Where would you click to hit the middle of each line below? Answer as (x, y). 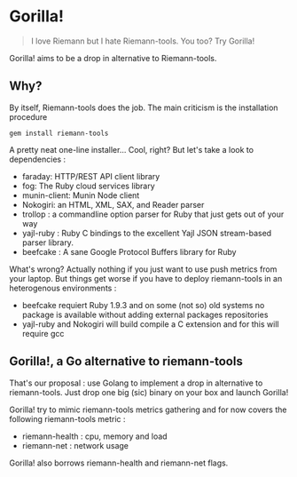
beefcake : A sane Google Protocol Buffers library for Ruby (129, 251)
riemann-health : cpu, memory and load (94, 436)
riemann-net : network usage (75, 445)
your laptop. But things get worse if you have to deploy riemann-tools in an (146, 278)
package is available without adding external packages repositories (145, 314)
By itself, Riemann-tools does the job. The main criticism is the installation (144, 107)
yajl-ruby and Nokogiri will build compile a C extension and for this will (150, 324)
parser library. (47, 242)
